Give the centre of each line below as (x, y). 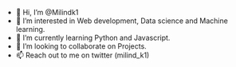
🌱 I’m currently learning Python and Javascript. (93, 37)
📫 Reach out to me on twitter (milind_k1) (83, 55)
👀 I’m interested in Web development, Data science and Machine (122, 21)
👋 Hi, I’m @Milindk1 (47, 12)
